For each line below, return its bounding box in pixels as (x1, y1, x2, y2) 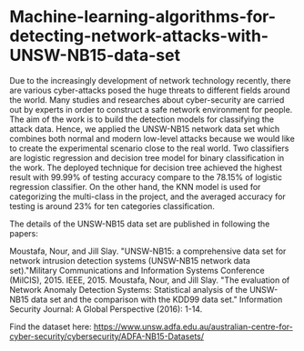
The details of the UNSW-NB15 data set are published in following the (9, 218, 270, 229)
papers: (9, 227, 38, 238)
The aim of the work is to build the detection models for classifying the (9, 114, 275, 125)
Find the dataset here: (9, 321, 93, 332)
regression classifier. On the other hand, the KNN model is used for (9, 181, 261, 192)
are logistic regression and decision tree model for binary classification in (9, 152, 285, 163)
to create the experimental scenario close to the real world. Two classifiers (9, 143, 289, 154)
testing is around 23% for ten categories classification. (9, 200, 216, 211)
